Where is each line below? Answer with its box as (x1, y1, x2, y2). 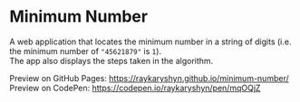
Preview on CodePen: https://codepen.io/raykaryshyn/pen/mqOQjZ (9, 82, 261, 93)
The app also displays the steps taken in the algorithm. (9, 55, 214, 66)
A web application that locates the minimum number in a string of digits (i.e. (9, 36, 292, 47)
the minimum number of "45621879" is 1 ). (9, 45, 161, 56)
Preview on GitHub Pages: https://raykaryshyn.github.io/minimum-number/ (9, 72, 289, 83)
